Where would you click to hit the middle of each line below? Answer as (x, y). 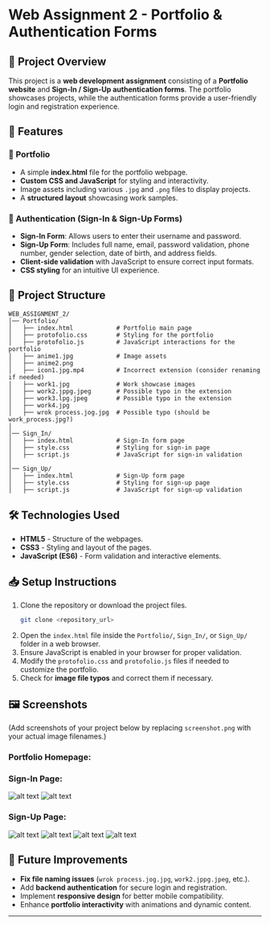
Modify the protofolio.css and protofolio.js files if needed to (125, 661)
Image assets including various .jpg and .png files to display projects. (135, 189)
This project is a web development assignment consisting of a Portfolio (128, 81)
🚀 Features (36, 131)
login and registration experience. (64, 106)
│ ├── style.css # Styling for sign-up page (109, 483)
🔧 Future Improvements (68, 860)
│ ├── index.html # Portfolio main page (100, 328)
